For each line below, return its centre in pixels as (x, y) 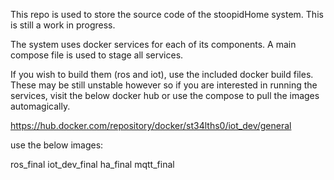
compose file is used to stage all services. (97, 55)
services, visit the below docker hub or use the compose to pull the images (165, 95)
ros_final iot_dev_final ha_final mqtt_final (92, 164)
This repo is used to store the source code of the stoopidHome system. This (167, 14)
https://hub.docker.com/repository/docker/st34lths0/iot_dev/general (151, 125)
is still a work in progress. (63, 25)
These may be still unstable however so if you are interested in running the (164, 85)
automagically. (40, 106)
